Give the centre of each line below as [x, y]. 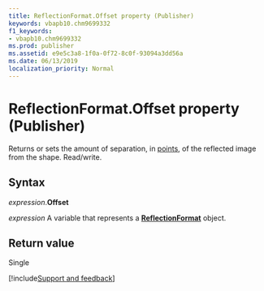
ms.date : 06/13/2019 [43, 62]
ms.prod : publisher [41, 46]
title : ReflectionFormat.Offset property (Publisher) [102, 16]
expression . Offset [39, 202]
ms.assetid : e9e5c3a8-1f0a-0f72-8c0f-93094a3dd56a [96, 53]
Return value [41, 243]
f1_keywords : [30, 31]
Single [19, 263]
